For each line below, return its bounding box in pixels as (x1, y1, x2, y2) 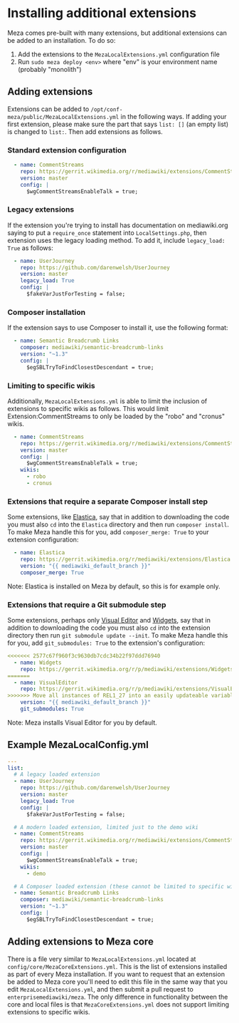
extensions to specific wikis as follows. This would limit (7, 404, 169, 412)
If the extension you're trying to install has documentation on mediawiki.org (7, 221, 228, 229)
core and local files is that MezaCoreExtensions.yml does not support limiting (7, 999, 230, 1009)
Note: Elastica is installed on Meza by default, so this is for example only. (7, 582, 221, 591)
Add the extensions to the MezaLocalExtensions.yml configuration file (17, 50, 221, 58)
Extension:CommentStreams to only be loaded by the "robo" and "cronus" (7, 412, 225, 420)
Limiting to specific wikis (7, 380, 95, 390)
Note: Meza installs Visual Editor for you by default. (7, 718, 158, 727)
